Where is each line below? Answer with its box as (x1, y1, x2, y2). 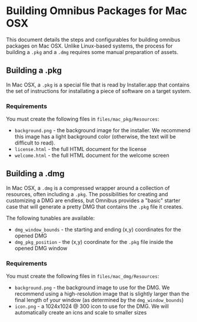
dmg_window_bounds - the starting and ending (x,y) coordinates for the (14, 226, 181, 233)
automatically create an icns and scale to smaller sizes (14, 309, 147, 316)
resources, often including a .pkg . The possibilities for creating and (6, 190, 169, 197)
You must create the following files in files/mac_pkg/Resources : (6, 116, 159, 123)
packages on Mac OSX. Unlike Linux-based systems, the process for (6, 42, 173, 49)
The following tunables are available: (6, 214, 95, 222)
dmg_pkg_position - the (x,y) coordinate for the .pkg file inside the (14, 238, 173, 245)
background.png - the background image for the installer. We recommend (14, 127, 191, 134)
